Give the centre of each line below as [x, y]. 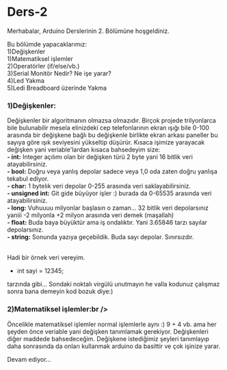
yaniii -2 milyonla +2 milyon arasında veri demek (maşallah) [91, 215]
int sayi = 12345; [40, 271]
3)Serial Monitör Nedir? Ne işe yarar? [59, 73]
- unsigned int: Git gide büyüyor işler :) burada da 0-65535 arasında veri [109, 193]
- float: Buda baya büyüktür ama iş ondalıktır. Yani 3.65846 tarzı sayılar [107, 223]
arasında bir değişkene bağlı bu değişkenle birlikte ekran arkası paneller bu [112, 135]
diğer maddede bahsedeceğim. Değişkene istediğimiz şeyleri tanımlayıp [108, 338]
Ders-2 [27, 12]
